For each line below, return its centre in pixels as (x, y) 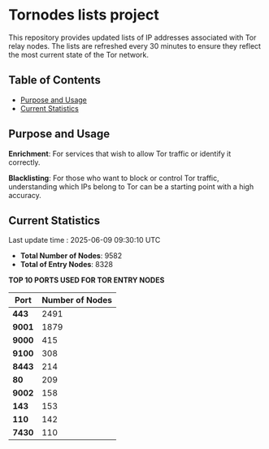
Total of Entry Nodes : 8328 (67, 265)
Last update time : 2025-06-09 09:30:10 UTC (85, 240)
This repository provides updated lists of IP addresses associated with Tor (132, 37)
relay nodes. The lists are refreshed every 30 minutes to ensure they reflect (135, 45)
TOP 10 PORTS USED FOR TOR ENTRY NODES (87, 280)
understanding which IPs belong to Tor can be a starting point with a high (131, 186)
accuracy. (25, 195)
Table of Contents (55, 80)
